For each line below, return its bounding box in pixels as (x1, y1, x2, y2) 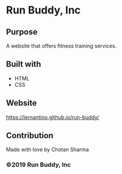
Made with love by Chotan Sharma (6, 146, 89, 153)
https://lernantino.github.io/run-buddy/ (6, 114, 99, 121)
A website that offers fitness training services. (6, 42, 117, 49)
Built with (6, 59, 41, 69)
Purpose (6, 27, 38, 37)
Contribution (6, 131, 54, 141)
